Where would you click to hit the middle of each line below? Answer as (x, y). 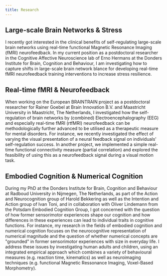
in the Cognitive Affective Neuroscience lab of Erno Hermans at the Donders (83, 58)
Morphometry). (21, 268)
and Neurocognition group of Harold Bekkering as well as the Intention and (82, 199)
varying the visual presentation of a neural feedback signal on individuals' (81, 139)
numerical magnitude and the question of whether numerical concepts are (82, 236)
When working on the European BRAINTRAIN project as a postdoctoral (78, 102)
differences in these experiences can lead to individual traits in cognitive (80, 220)
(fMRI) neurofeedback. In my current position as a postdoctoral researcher (82, 53)
